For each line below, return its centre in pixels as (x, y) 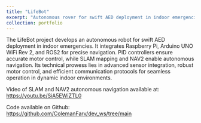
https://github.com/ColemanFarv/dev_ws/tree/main (69, 113)
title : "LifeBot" (28, 12)
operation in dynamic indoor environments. (59, 78)
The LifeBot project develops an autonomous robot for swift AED (86, 40)
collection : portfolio (34, 23)
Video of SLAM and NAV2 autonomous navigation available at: (83, 90)
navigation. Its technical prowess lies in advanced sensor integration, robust (100, 65)
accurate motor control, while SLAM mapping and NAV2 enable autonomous (100, 59)
